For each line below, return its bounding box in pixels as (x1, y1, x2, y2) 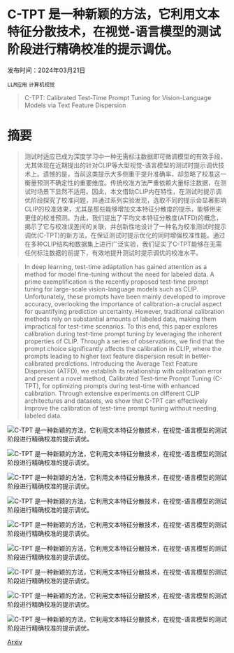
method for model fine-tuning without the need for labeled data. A (24, 270, 214, 278)
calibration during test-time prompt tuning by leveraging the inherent (24, 329, 222, 338)
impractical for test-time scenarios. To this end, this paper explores (24, 322, 218, 330)
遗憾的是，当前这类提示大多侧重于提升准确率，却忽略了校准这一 (43, 170, 227, 178)
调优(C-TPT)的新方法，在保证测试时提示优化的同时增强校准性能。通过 (24, 231, 226, 239)
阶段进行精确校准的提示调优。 (7, 41, 180, 57)
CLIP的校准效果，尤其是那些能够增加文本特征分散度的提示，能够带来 (24, 205, 222, 213)
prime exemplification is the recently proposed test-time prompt (24, 277, 209, 286)
